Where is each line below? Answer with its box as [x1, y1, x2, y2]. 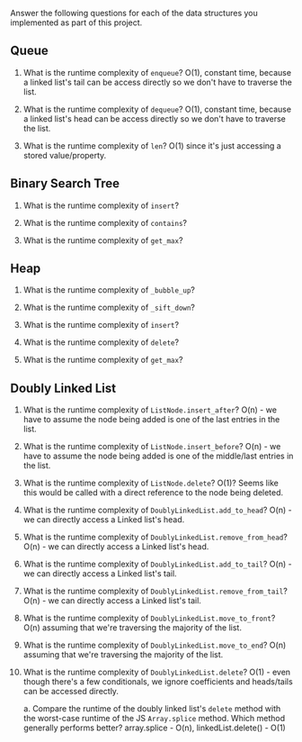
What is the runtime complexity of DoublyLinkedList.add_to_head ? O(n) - [22, 504, 292, 516]
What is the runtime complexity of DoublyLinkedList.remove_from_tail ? [22, 585, 289, 597]
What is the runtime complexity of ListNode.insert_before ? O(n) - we [22, 441, 281, 452]
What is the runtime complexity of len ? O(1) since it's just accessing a [22, 140, 281, 151]
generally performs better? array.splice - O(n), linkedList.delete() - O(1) [22, 722, 286, 733]
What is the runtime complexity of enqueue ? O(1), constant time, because [22, 67, 291, 77]
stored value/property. [22, 149, 107, 160]
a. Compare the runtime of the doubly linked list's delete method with [22, 703, 281, 714]
